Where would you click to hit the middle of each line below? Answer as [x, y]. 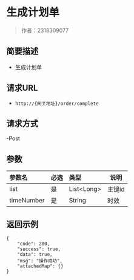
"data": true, [35, 255]
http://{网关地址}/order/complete [57, 104]
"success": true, [39, 249]
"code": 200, [34, 244]
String [77, 201]
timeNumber [27, 201]
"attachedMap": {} [40, 266]
